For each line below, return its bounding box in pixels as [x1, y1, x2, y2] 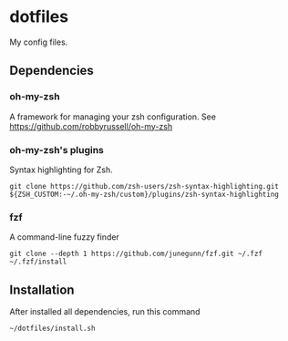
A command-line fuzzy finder [9, 232, 120, 243]
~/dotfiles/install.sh [9, 324, 96, 334]
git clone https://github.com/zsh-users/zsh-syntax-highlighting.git [9, 181, 280, 191]
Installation [9, 282, 75, 297]
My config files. [9, 36, 68, 47]
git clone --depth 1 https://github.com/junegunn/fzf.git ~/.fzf [9, 249, 262, 259]
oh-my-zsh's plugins [9, 143, 105, 156]
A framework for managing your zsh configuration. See [9, 111, 217, 122]
